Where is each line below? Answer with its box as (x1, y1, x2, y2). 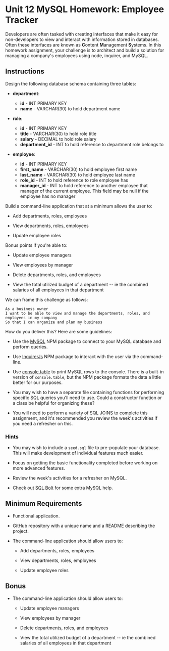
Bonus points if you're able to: (5, 242, 68, 248)
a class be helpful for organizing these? (12, 400, 95, 406)
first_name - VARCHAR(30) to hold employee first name (20, 166, 137, 172)
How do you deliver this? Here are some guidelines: (5, 328, 112, 334)
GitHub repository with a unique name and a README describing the (12, 523, 155, 529)
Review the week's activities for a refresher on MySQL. (12, 475, 127, 481)
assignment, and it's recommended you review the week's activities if (12, 415, 158, 421)
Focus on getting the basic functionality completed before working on (12, 460, 158, 466)
